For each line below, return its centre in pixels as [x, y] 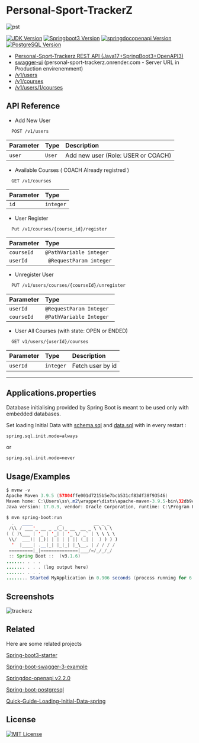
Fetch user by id [94, 366]
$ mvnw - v [18, 490]
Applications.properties [51, 393]
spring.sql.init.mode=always [42, 436]
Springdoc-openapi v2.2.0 [38, 678]
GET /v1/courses [31, 181]
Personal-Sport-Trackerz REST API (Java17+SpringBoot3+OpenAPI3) [99, 56]
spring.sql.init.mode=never [41, 458]
